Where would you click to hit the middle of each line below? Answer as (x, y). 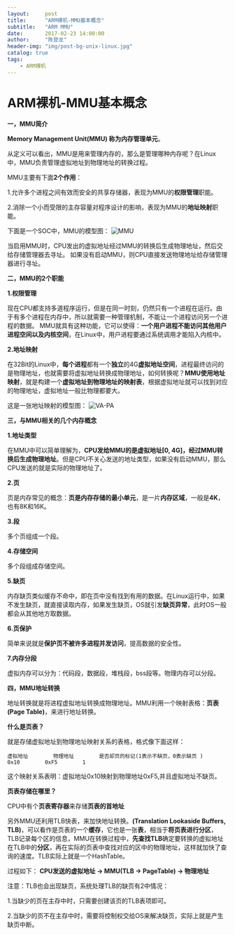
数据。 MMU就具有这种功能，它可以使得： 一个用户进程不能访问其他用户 (123, 325)
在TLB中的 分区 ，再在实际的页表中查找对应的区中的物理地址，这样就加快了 (114, 847)
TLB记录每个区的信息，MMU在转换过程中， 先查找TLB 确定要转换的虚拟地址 (115, 838)
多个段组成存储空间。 (38, 566)
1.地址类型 (22, 435)
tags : (15, 60)
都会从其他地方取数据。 (41, 613)
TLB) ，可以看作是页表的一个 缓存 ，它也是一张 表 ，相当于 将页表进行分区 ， (112, 830)
